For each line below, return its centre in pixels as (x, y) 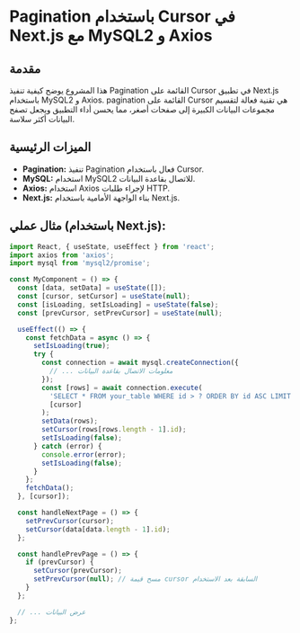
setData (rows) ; (70, 421)
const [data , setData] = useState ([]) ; (92, 288)
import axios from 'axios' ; (62, 255)
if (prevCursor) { (60, 562)
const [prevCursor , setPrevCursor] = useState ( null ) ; (120, 313)
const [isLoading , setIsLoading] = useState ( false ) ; (118, 304)
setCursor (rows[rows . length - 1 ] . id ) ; (114, 430)
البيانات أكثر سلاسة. (42, 119)
